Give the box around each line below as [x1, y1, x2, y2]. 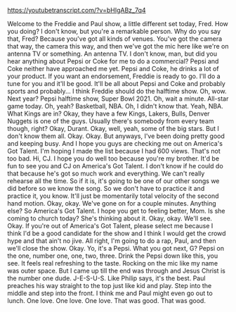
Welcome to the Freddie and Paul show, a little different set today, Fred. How [7, 20, 228, 27]
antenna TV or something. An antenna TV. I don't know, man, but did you [7, 49, 218, 58]
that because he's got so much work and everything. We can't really [7, 169, 205, 177]
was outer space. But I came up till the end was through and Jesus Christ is [7, 267, 226, 275]
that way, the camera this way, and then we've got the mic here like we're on [7, 42, 229, 50]
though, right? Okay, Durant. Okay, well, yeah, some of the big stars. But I [7, 125, 220, 132]
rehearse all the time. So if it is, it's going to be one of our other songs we [7, 177, 220, 185]
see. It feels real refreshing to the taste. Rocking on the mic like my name [7, 259, 218, 267]
